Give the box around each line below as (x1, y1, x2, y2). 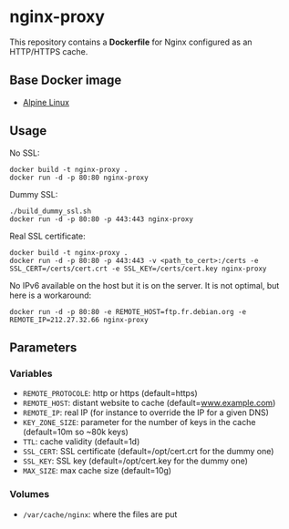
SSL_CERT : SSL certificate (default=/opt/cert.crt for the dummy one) (22, 446, 274, 457)
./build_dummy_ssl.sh (9, 207, 92, 216)
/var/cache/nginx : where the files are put (22, 508, 178, 520)
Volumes (9, 488, 50, 501)
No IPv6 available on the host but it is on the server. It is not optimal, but (9, 280, 280, 290)
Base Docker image (9, 73, 122, 88)
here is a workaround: (9, 290, 92, 300)
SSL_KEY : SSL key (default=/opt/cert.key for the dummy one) (22, 455, 249, 466)
